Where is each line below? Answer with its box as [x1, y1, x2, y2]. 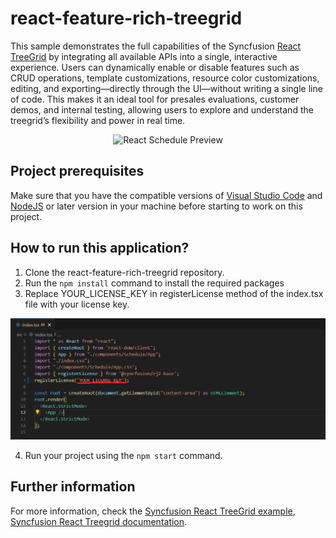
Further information [10, 478, 136, 496]
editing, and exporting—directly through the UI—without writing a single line [10, 82, 323, 94]
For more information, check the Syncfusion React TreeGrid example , [10, 505, 296, 517]
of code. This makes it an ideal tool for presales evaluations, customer [10, 93, 300, 105]
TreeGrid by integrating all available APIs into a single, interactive [10, 50, 278, 62]
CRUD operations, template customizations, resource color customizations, [10, 72, 320, 84]
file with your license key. [24, 298, 130, 310]
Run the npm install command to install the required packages [24, 277, 285, 289]
